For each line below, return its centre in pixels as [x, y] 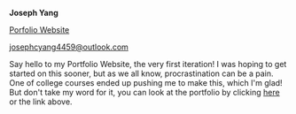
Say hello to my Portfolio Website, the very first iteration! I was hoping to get [148, 64]
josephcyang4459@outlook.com [69, 47]
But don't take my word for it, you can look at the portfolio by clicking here [145, 92]
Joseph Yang [34, 13]
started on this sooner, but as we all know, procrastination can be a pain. [141, 73]
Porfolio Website [39, 30]
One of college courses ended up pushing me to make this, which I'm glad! [146, 83]
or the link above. [41, 102]
